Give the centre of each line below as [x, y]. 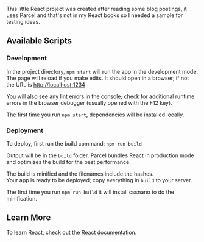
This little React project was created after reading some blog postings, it [97, 9]
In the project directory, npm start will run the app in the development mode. [102, 71]
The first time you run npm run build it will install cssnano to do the [90, 192]
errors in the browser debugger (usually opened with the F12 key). [89, 102]
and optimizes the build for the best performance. [69, 162]
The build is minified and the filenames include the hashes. [80, 174]
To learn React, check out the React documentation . [72, 232]
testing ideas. [23, 22]
